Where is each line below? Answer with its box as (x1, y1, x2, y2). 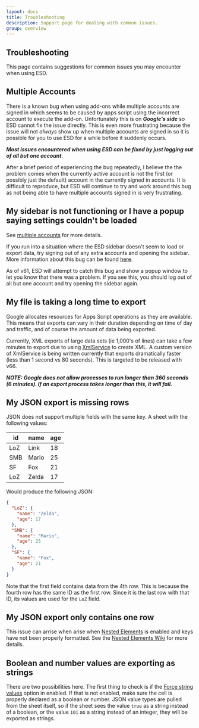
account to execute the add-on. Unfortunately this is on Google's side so (6, 115, 185, 122)
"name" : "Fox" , (17, 555, 55, 561)
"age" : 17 (17, 516, 42, 522)
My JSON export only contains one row (6, 612, 154, 623)
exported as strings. (6, 715, 55, 722)
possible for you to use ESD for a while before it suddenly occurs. (6, 134, 167, 141)
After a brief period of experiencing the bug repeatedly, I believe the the (6, 163, 182, 170)
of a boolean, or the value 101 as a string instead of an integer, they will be (6, 708, 188, 715)
